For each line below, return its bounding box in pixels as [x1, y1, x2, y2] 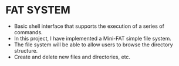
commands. [13, 28, 43, 35]
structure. [13, 47, 38, 54]
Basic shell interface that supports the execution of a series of [13, 23, 165, 30]
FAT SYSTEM [5, 3, 71, 17]
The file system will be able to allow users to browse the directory [13, 41, 174, 48]
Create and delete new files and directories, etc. [13, 53, 130, 60]
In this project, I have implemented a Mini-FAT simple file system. [13, 35, 171, 42]
